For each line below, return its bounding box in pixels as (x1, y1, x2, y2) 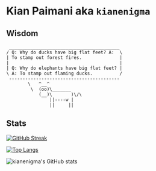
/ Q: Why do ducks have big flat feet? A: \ (6, 49, 122, 55)
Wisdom (6, 28, 39, 39)
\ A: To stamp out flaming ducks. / (6, 70, 122, 76)
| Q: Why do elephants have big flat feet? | (6, 65, 122, 71)
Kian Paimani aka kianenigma (6, 4, 151, 18)
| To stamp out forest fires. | (6, 55, 122, 61)
